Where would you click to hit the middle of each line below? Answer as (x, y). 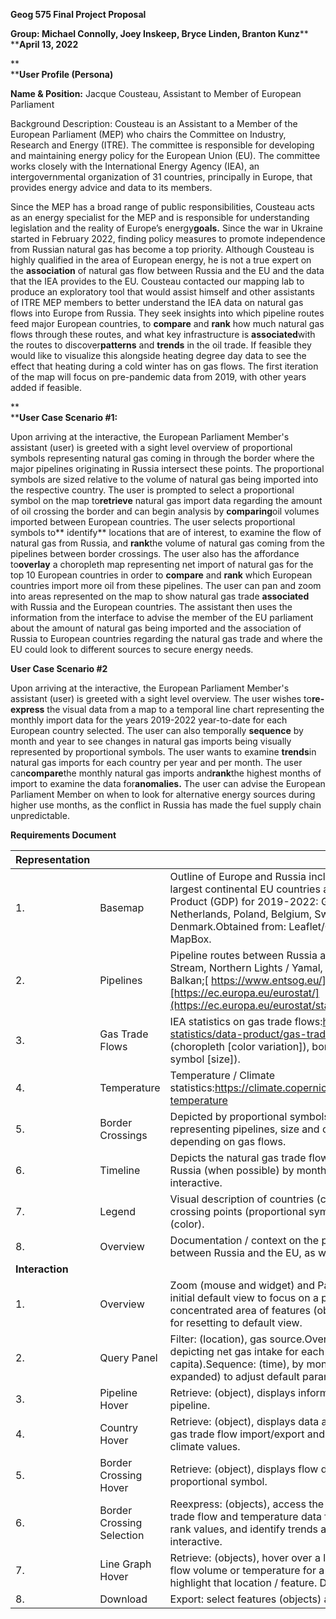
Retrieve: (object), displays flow (244, 1469)
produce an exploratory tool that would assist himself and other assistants (162, 292)
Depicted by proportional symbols (249, 1116)
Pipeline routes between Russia (243, 955)
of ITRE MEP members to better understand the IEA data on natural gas (157, 302)
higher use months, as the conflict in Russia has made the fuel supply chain (166, 805)
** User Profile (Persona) (62, 74)
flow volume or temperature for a (247, 1570)
